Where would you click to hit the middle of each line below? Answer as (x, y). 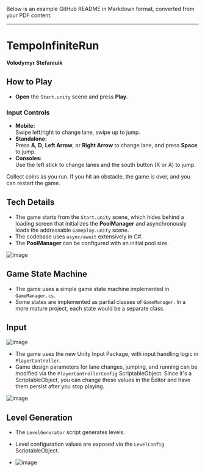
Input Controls (28, 112)
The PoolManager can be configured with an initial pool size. (92, 243)
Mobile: (25, 126)
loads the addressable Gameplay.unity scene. (72, 230)
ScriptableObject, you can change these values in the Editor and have (103, 380)
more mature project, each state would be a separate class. (90, 308)
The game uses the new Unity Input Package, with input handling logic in (107, 354)
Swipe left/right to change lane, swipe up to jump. (77, 132)
